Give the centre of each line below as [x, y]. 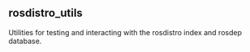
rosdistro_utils [45, 13]
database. [25, 41]
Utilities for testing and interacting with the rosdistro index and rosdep [125, 32]
